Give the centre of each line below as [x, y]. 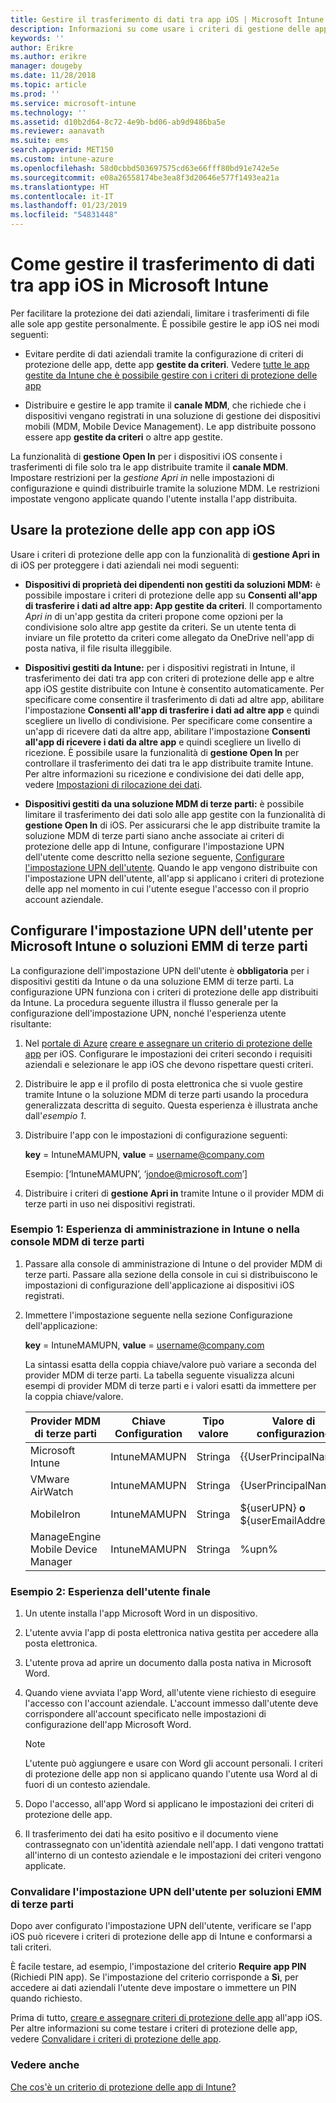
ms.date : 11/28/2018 [53, 76]
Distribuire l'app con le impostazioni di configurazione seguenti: [156, 1135]
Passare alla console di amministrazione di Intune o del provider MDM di [173, 1263]
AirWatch [51, 1491]
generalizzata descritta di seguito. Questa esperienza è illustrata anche [171, 1105]
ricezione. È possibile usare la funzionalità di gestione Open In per [162, 752]
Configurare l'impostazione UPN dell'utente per [162, 931]
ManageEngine [65, 1536]
